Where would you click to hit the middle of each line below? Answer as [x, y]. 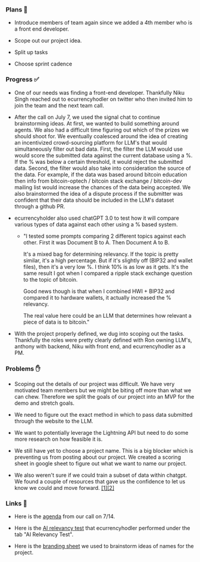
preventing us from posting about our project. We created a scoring [97, 457]
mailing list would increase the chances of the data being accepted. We [102, 187]
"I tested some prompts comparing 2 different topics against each [104, 236]
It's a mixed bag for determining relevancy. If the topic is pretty [101, 254]
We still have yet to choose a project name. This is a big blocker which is [104, 450]
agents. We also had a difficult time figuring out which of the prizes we [101, 130]
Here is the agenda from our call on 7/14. [64, 516]
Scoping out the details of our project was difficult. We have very [94, 384]
